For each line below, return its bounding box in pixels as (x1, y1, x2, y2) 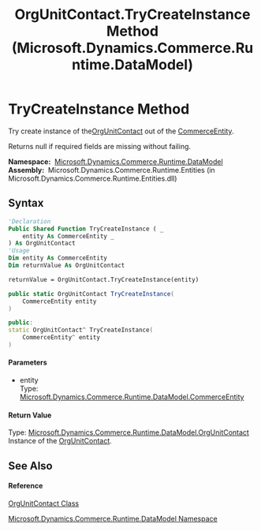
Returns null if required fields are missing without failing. (8, 141, 192, 151)
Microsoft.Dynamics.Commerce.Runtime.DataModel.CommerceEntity (19, 392, 244, 402)
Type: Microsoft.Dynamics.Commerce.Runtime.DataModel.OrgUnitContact (8, 428, 250, 437)
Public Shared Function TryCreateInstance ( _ (8, 225, 164, 233)
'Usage (8, 247, 30, 255)
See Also (8, 459, 53, 473)
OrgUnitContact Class (8, 499, 80, 508)
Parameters (8, 357, 47, 368)
